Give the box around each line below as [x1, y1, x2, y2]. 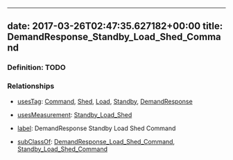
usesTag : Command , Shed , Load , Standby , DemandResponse [17, 97, 193, 105]
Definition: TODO [7, 63, 66, 73]
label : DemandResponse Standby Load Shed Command [17, 124, 176, 132]
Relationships [7, 81, 55, 91]
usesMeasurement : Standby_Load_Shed [17, 110, 132, 118]
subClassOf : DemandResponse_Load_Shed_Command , [17, 137, 175, 145]
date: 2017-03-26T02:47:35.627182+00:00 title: [7, 20, 223, 32]
